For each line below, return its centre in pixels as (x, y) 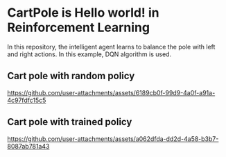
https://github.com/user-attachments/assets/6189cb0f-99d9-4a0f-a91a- (111, 92)
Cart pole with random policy (71, 76)
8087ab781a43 (28, 146)
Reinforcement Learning (79, 27)
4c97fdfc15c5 (27, 100)
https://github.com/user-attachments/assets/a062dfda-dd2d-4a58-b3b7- (113, 139)
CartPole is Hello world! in (83, 13)
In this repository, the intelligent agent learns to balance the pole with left (111, 47)
